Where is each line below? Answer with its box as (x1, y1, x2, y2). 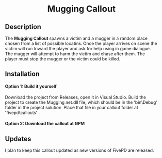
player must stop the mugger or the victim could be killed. (5, 56, 120, 61)
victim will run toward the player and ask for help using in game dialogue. (5, 46, 151, 51)
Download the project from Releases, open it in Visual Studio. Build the (5, 94, 146, 100)
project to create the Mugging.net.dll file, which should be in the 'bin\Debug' (5, 99, 158, 105)
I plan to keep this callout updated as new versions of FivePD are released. (5, 147, 154, 153)
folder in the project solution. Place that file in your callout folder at (5, 104, 138, 110)
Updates (5, 134, 32, 143)
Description (5, 23, 41, 31)
